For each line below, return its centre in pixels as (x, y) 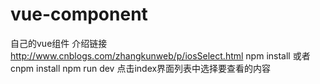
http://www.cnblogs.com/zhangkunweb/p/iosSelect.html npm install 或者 (160, 55)
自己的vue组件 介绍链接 (59, 43)
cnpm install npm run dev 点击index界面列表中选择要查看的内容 (141, 68)
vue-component (79, 14)
